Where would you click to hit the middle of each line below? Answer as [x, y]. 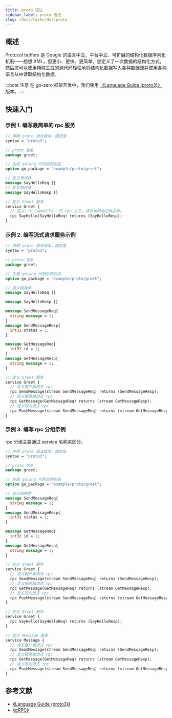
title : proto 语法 [24, 10]
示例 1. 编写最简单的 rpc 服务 [40, 125]
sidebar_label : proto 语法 [33, 15]
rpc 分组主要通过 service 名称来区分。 [46, 442]
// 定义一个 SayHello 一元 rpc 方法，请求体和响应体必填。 [67, 211]
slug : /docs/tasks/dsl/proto [36, 19]
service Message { [25, 640]
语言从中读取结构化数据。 [32, 74]
